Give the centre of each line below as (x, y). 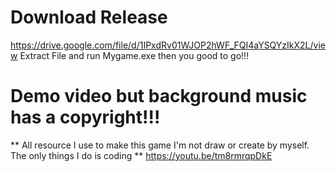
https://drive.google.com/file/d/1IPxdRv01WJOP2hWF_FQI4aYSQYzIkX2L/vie (168, 45)
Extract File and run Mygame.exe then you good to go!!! (134, 55)
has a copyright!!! (85, 117)
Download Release (89, 17)
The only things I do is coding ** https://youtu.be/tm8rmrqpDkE (141, 155)
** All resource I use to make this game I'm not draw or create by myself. (160, 145)
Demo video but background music (159, 96)
